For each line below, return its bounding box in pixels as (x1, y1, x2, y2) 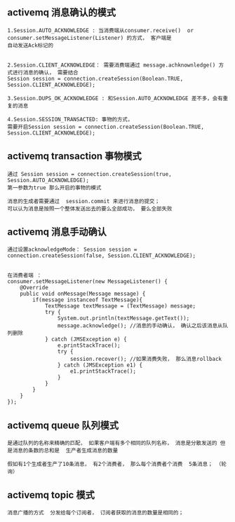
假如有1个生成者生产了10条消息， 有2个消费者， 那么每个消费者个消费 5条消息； (7, 461, 213, 468)
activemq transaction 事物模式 (7, 150, 142, 163)
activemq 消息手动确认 (7, 226, 107, 238)
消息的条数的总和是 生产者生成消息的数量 (12, 447, 119, 454)
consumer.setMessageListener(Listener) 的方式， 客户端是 (7, 34, 172, 41)
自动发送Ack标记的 (7, 41, 54, 49)
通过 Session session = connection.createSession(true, (7, 170, 172, 177)
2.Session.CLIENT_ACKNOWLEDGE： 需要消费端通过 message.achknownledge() (7, 62, 216, 69)
